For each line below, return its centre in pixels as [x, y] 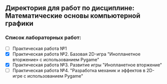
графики [19, 23]
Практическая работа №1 [40, 48]
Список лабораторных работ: [43, 38]
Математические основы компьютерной [73, 16]
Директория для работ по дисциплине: [70, 8]
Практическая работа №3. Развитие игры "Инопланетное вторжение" [87, 65]
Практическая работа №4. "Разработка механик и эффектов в [79, 70]
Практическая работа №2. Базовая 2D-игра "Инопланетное [76, 54]
